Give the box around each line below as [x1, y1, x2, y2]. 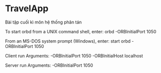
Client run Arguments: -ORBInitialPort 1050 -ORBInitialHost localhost [5, 52, 143, 59]
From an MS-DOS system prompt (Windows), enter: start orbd [5, 38, 131, 44]
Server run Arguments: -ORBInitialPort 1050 [5, 62, 93, 68]
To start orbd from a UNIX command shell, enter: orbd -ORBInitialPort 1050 [5, 28, 157, 34]
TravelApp [5, 3, 49, 14]
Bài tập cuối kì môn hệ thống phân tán [5, 19, 82, 25]
